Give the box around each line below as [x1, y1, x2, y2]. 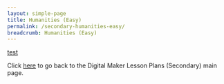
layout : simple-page [7, 10, 67, 17]
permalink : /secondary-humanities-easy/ [7, 23, 126, 30]
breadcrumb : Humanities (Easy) [7, 29, 97, 36]
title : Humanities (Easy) [7, 17, 82, 23]
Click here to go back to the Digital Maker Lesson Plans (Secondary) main [7, 61, 218, 70]
